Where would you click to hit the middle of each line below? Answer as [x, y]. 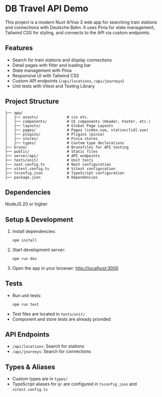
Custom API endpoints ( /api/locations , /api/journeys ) [68, 81]
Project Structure [32, 101]
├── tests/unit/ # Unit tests [49, 160]
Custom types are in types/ [40, 379]
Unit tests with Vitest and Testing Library [53, 86]
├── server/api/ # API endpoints [52, 156]
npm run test [26, 304]
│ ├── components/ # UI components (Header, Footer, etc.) [78, 121]
